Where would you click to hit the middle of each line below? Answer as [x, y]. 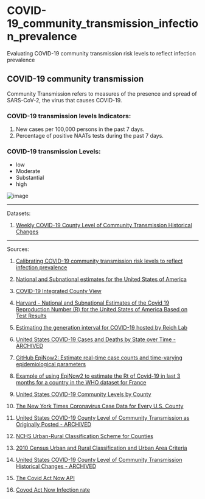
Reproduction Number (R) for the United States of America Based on [102, 310]
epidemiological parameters [51, 364]
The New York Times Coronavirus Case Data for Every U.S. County [99, 406]
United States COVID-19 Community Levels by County [83, 394]
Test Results [31, 316]
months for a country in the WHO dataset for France [81, 383]
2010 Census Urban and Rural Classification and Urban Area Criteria [101, 448]
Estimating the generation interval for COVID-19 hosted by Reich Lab [102, 328]
